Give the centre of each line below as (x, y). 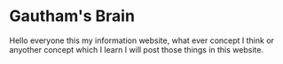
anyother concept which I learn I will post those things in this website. (137, 49)
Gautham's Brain (72, 16)
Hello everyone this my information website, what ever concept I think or (142, 40)
